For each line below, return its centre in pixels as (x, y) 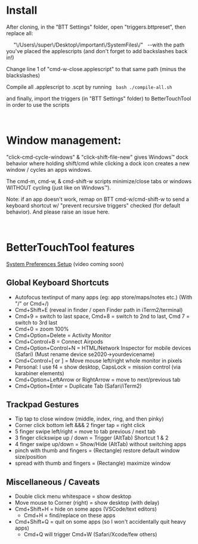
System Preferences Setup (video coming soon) (65, 264)
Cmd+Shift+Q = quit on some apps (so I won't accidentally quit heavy (100, 522)
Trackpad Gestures (43, 405)
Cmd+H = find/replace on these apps (69, 515)
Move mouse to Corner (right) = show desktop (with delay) (87, 503)
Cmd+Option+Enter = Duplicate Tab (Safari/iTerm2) (78, 386)
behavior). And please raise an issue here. (58, 212)
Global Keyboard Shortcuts (58, 283)
